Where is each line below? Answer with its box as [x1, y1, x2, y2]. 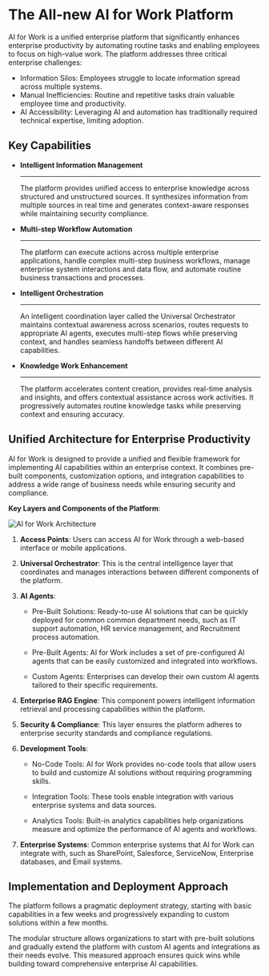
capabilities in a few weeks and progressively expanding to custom [8, 910, 230, 919]
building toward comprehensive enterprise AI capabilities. [8, 959, 199, 969]
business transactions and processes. [19, 272, 146, 282]
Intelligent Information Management [19, 160, 143, 170]
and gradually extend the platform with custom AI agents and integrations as [8, 942, 260, 952]
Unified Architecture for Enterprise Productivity [8, 432, 251, 446]
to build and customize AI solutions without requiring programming [31, 767, 252, 777]
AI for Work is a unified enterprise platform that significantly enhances [8, 32, 240, 42]
